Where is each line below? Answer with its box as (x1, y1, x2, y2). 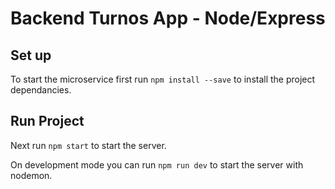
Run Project (10, 113, 85, 130)
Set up (10, 47, 52, 64)
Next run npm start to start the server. (10, 139, 167, 151)
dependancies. (10, 84, 72, 96)
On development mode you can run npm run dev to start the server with (10, 158, 304, 171)
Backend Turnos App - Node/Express (10, 7, 326, 30)
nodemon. (10, 169, 53, 181)
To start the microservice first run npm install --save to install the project (10, 73, 316, 85)
